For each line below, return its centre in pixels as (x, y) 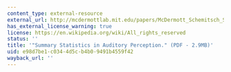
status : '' (23, 39)
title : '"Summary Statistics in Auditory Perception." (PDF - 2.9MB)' (110, 45)
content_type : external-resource (55, 13)
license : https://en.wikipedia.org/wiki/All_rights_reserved (97, 33)
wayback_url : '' (30, 58)
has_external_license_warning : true (59, 26)
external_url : (27, 20)
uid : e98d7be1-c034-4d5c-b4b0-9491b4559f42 (70, 52)
